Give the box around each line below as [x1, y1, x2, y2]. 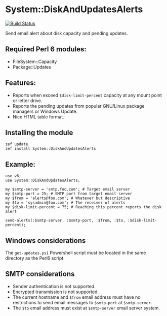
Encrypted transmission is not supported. [12, 289, 99, 295]
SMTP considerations [5, 270, 75, 278]
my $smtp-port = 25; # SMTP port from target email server [5, 192, 133, 197]
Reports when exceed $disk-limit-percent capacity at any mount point [12, 92, 162, 98]
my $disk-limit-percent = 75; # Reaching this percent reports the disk [5, 205, 162, 210]
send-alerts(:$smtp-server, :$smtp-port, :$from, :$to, [5, 218, 126, 223]
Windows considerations [5, 236, 86, 245]
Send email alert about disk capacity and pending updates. [5, 30, 128, 36]
